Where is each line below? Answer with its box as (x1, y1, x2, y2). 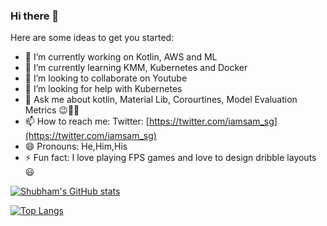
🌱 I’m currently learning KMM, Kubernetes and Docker (24, 62, 248, 74)
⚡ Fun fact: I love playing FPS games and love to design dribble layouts (24, 152, 317, 164)
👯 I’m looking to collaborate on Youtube (24, 72, 188, 84)
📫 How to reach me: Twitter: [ (24, 115, 150, 128)
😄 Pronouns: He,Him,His (24, 140, 128, 153)
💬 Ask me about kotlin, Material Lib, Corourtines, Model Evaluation (24, 94, 298, 106)
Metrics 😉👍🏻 (24, 104, 80, 116)
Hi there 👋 (10, 9, 60, 23)
